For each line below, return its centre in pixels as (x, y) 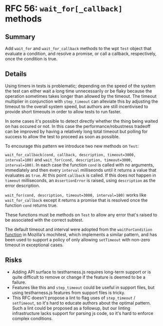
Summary (20, 37)
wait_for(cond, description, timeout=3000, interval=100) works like (76, 195)
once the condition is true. (31, 59)
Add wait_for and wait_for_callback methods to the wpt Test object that (78, 48)
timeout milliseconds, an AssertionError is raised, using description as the (80, 180)
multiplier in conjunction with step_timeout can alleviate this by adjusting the (81, 101)
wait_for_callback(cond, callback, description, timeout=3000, (71, 155)
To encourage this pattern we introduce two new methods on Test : (72, 146)
